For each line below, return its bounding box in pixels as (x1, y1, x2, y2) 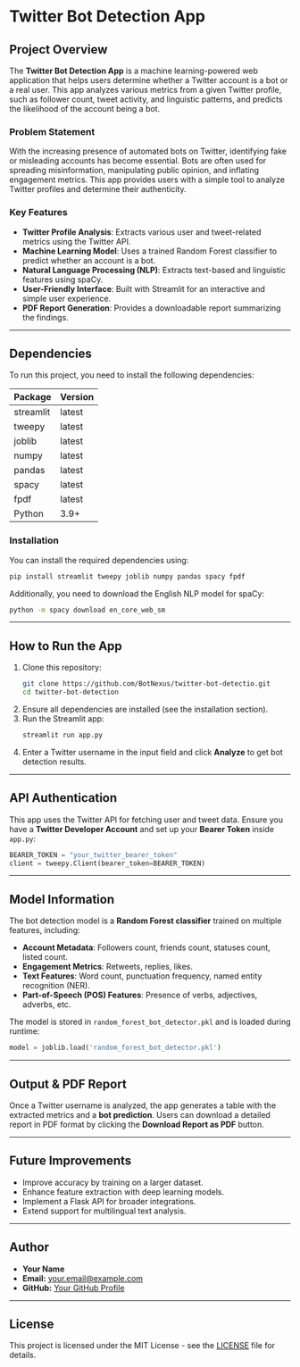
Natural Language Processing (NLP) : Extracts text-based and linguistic (21, 264, 286, 275)
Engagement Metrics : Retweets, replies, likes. (21, 962, 194, 972)
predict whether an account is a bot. (21, 254, 156, 265)
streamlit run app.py (21, 730, 103, 740)
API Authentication (9, 790, 118, 805)
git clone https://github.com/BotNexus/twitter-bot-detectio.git (21, 679, 271, 688)
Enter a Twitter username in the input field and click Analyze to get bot (21, 746, 283, 757)
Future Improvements (9, 1154, 132, 1169)
